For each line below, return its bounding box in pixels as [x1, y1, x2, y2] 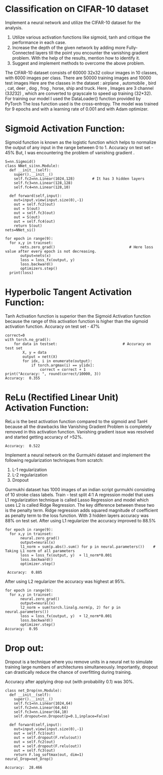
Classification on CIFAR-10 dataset [5, 3, 149, 15]
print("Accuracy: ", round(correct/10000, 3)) [5, 371, 101, 376]
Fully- [126, 44, 138, 50]
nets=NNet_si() [5, 227, 36, 233]
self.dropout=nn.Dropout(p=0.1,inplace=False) [14, 713, 110, 719]
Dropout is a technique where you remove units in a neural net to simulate [5, 659, 153, 665]
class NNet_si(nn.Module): [5, 163, 60, 168]
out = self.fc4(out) [14, 219, 55, 224]
